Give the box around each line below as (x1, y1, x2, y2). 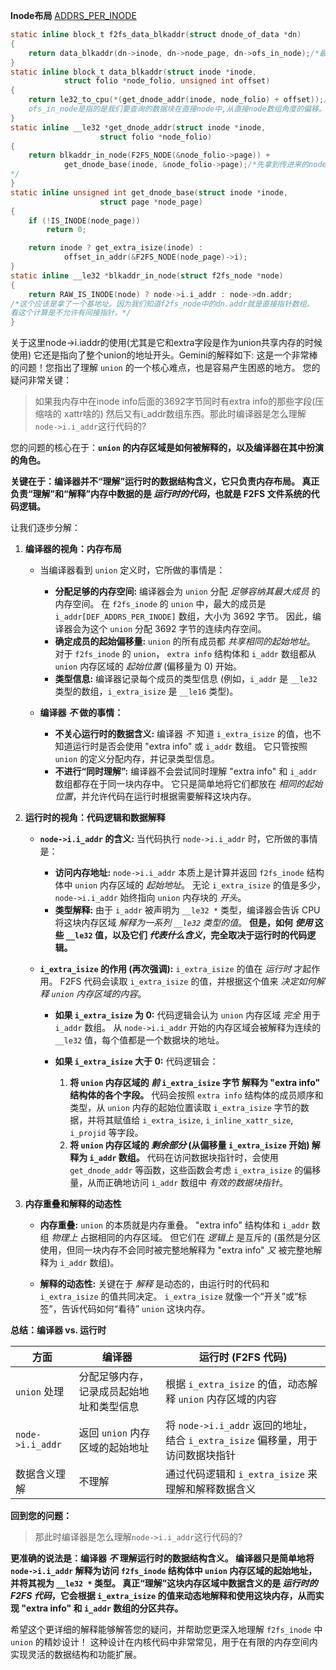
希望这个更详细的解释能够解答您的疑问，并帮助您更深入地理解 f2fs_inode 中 (10, 1624, 323, 1636)
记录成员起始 (78, 1385, 140, 1399)
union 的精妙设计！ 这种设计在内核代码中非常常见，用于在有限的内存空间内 (10, 1636, 318, 1648)
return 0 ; (46, 225, 87, 235)
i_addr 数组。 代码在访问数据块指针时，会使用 (89, 1152, 279, 1164)
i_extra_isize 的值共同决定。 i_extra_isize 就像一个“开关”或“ (39, 1290, 299, 1303)
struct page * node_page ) (99, 197, 203, 207)
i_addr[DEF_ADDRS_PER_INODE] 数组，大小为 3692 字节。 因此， (54, 610, 313, 623)
